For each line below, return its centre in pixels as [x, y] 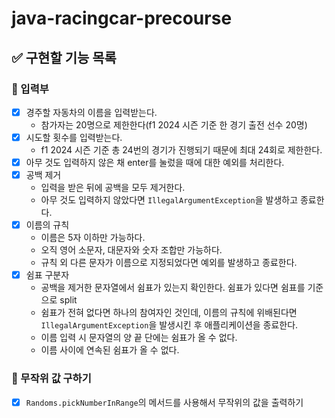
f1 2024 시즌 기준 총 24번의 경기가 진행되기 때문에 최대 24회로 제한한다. [181, 150]
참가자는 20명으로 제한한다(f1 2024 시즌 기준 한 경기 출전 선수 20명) [174, 124]
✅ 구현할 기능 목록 [64, 57]
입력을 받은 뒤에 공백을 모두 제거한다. [113, 188]
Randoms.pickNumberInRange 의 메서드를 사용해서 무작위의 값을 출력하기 [164, 402]
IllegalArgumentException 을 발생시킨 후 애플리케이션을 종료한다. [169, 325]
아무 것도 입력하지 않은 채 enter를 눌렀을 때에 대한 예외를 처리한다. [155, 162]
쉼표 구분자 [47, 275]
